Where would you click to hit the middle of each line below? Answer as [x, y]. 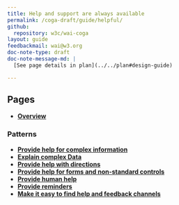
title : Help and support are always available [76, 14]
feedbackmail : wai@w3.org [45, 46]
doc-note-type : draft [39, 53]
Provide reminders [45, 186]
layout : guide [28, 40]
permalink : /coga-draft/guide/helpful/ [65, 20]
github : [18, 26]
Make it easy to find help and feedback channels [89, 194]
